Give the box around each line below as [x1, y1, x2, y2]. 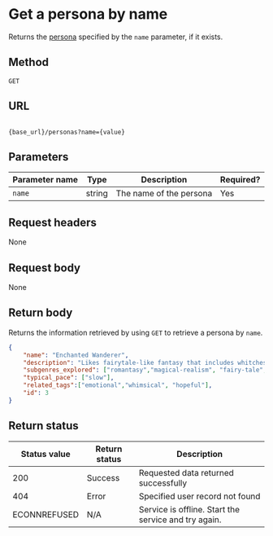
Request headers [8, 215, 97, 229]
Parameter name [12, 174, 79, 186]
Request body [8, 261, 81, 275]
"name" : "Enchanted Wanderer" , [23, 351, 129, 359]
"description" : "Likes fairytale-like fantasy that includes [23, 358, 234, 367]
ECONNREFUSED [12, 508, 80, 520]
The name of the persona [115, 188, 213, 200]
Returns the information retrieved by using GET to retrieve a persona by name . [8, 327, 263, 337]
